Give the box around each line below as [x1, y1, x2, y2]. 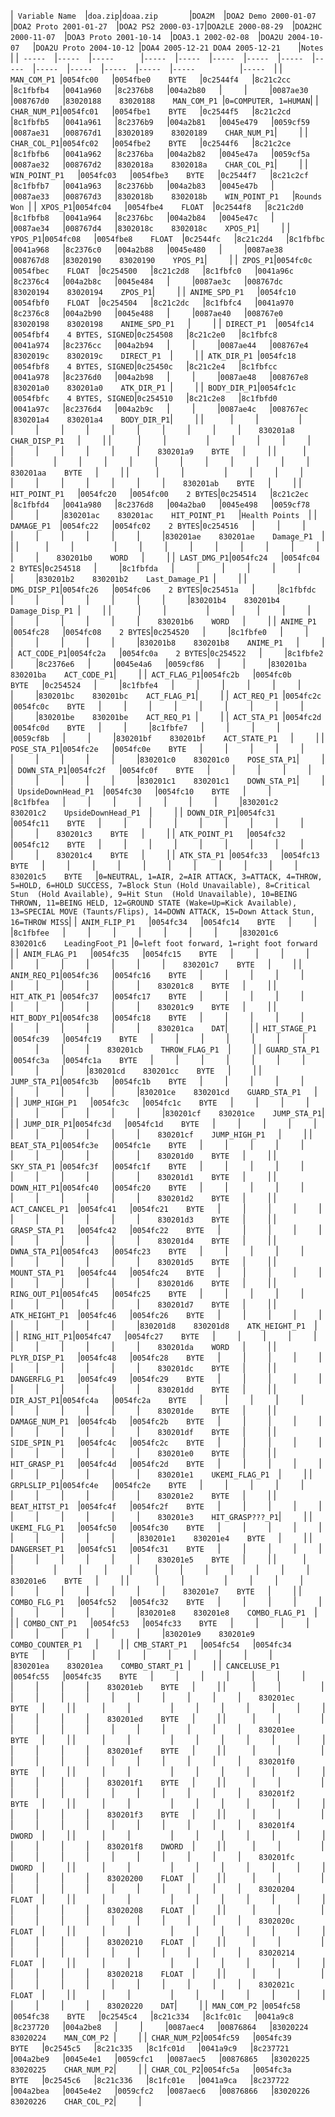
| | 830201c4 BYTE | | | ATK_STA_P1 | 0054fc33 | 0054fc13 [10, 849, 320, 860]
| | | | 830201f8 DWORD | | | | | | [10, 1840, 325, 1852]
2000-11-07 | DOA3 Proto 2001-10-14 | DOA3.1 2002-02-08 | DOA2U [10, 31, 284, 42]
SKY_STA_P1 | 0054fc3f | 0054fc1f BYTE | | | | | [10, 1160, 305, 1172]
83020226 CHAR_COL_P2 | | [10, 2095, 142, 2107]
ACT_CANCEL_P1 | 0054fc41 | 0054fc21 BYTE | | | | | [10, 1203, 322, 1214]
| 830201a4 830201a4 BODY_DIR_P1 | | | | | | [10, 413, 303, 425]
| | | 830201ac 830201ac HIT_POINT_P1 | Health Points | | [10, 509, 318, 520]
